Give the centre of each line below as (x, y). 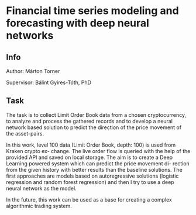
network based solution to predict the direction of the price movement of (94, 127)
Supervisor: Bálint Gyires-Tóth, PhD (49, 82)
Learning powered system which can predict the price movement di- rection (98, 163)
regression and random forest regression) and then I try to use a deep (90, 182)
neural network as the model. (42, 188)
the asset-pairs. (25, 133)
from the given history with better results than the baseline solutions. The (94, 169)
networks (30, 36)
